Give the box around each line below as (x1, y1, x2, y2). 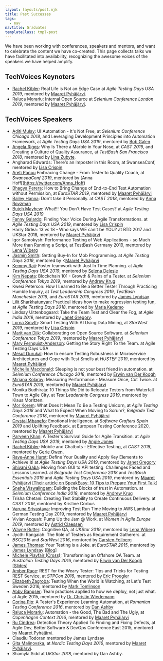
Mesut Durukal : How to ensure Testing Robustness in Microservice (12, 350, 146, 356)
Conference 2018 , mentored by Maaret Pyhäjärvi (12, 412, 110, 419)
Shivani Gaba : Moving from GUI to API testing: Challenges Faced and (12, 464, 151, 470)
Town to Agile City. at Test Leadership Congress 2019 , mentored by (12, 392, 147, 398)
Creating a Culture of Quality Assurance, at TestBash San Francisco (12, 149, 148, 155)
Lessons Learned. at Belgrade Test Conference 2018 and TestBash (12, 469, 146, 475)
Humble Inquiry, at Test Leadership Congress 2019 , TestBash (12, 288, 135, 294)
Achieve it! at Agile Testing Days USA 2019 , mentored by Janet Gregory (12, 459, 156, 465)
